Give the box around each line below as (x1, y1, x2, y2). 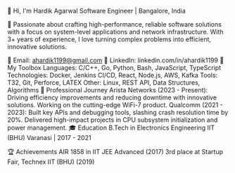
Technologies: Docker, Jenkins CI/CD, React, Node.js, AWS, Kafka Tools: (7, 71, 218, 79)
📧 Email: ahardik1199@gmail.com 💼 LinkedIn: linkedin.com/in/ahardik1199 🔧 (7, 56, 224, 64)
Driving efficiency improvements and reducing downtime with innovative (7, 93, 217, 102)
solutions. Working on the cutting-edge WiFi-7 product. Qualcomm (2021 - (7, 101, 223, 109)
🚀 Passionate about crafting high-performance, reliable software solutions (7, 20, 222, 28)
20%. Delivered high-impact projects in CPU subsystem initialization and (7, 116, 218, 124)
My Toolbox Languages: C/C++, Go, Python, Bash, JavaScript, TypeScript (7, 64, 222, 71)
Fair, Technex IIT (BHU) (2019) (7, 158, 95, 166)
